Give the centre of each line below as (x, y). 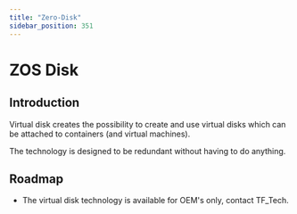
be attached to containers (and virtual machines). (100, 134)
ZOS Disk (44, 70)
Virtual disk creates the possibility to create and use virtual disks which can (148, 124)
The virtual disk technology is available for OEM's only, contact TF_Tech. (155, 201)
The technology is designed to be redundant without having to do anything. (148, 151)
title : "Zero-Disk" (45, 17)
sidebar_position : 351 (51, 26)
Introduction (45, 103)
